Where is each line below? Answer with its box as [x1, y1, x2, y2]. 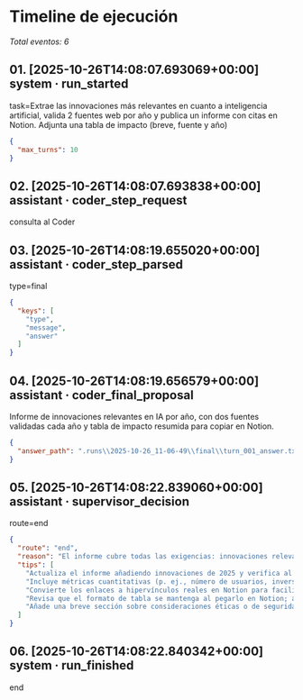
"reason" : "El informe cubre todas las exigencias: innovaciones [17, 552, 269, 561]
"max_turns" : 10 [17, 145, 78, 154]
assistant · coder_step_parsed [9, 257, 183, 272]
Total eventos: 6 [9, 36, 69, 47]
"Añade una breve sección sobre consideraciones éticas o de [25, 602, 260, 612]
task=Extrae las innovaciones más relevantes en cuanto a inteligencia [9, 100, 268, 111]
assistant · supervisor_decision [9, 494, 190, 509]
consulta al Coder [9, 216, 76, 227]
